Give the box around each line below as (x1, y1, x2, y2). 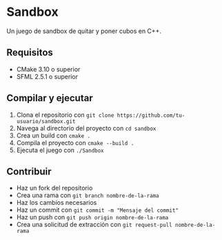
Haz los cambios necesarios (16, 199, 97, 207)
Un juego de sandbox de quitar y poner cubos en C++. (6, 27, 162, 35)
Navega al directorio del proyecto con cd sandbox (16, 124, 157, 132)
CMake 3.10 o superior (16, 65, 81, 73)
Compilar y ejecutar (6, 92, 94, 104)
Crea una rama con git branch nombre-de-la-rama (16, 191, 159, 199)
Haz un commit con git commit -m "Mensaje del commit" (16, 206, 179, 214)
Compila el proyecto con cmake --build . (16, 138, 134, 146)
